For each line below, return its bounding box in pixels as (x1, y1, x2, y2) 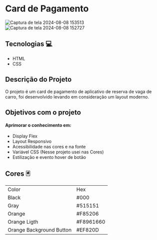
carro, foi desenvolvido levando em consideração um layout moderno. (5, 94, 150, 100)
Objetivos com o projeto (5, 108, 81, 117)
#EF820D (76, 226, 99, 233)
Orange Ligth (7, 218, 38, 225)
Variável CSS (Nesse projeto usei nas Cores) (12, 149, 104, 155)
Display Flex (12, 133, 38, 139)
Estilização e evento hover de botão (12, 154, 86, 160)
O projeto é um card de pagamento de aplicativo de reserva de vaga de (5, 88, 152, 95)
